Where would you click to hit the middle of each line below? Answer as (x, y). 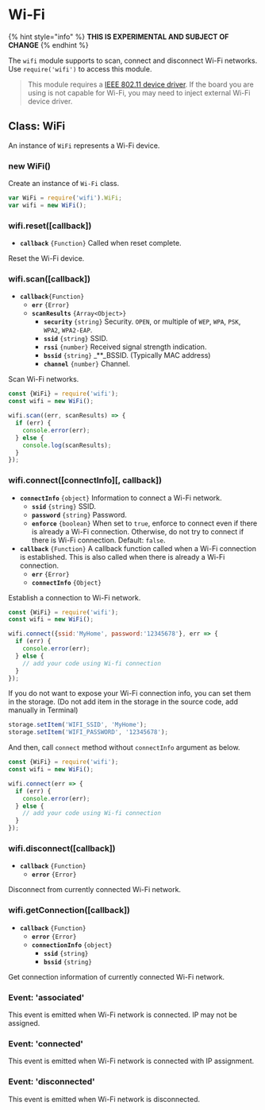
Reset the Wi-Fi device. (46, 258)
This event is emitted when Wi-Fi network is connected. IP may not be (123, 1015)
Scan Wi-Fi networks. (44, 379)
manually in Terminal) (43, 710)
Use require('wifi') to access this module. (80, 68)
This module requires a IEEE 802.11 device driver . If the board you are (140, 84)
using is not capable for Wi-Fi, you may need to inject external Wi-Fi (139, 92)
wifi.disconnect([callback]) (62, 848)
